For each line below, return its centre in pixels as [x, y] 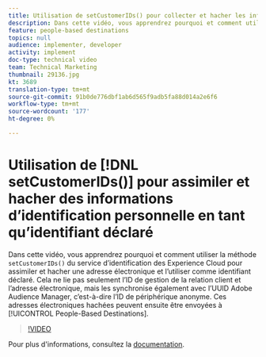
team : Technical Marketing [53, 67]
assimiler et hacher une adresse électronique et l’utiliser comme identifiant [130, 271]
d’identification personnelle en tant [127, 216]
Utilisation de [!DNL [73, 165]
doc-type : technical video [53, 60]
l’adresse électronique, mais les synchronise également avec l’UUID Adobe [131, 288]
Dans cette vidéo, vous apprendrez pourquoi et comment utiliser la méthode [133, 254]
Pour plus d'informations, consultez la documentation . [96, 344]
